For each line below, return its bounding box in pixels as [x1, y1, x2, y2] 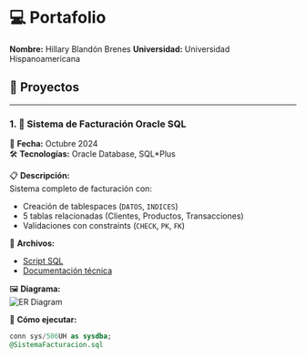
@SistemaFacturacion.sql [9, 340, 104, 349]
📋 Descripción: [9, 170, 70, 181]
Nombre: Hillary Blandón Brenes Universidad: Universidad [9, 43, 230, 55]
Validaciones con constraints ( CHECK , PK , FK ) [22, 220, 185, 231]
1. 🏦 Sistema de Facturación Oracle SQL [9, 118, 187, 130]
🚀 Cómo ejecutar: [9, 314, 77, 325]
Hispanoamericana [9, 53, 80, 64]
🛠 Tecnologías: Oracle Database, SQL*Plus [9, 148, 176, 159]
